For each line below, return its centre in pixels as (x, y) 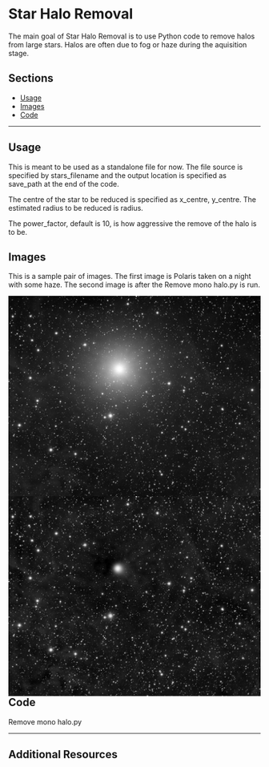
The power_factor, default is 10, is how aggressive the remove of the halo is (132, 223)
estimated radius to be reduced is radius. (76, 208)
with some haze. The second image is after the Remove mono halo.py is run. (134, 285)
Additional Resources (63, 755)
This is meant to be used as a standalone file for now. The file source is (126, 167)
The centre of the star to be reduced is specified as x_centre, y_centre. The (132, 199)
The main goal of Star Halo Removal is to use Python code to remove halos (132, 36)
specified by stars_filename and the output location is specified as (117, 175)
